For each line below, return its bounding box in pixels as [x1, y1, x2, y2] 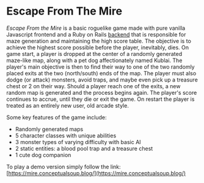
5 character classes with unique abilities [15, 132, 117, 139]
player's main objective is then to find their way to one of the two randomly [6, 63, 195, 71]
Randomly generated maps [15, 125, 84, 133]
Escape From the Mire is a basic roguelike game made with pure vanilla [6, 24, 186, 32]
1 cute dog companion [15, 151, 71, 159]
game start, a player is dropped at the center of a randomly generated [6, 50, 182, 57]
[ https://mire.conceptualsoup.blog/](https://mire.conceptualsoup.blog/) [6, 169, 186, 177]
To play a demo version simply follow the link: [6, 163, 121, 170]
